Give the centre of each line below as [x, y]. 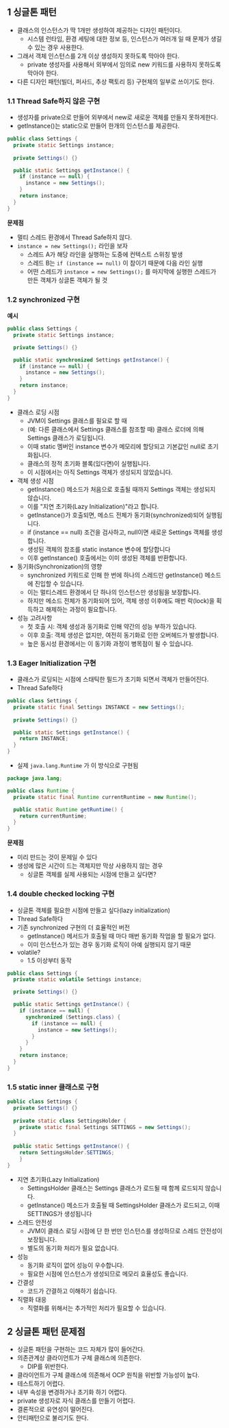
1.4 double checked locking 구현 [61, 894]
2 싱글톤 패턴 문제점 [46, 1332]
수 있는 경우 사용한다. [55, 47]
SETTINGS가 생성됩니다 [59, 1213]
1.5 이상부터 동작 [49, 960]
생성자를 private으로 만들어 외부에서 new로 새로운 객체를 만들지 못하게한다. [118, 117]
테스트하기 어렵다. [41, 1383]
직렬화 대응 [32, 1299]
